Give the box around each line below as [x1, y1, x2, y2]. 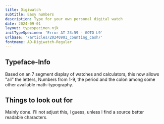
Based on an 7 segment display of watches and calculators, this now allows [5, 71, 160, 77]
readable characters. [5, 115, 48, 121]
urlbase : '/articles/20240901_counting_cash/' [5, 35, 103, 40]
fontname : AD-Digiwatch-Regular [5, 40, 72, 45]
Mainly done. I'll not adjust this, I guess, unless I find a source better [5, 109, 144, 115]
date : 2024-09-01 [5, 21, 41, 26]
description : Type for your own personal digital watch [5, 16, 123, 21]
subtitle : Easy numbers [5, 12, 55, 17]
